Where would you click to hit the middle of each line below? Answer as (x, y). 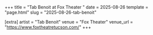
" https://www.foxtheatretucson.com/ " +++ (48, 27)
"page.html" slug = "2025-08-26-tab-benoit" (51, 12)
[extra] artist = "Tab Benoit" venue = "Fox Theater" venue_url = (69, 22)
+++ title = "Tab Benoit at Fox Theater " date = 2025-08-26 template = (76, 7)
